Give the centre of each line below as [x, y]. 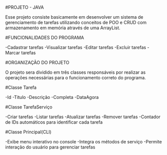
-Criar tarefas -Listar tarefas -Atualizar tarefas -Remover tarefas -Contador [83, 117]
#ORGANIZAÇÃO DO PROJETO [37, 62]
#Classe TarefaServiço [29, 107]
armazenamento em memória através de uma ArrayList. [63, 28]
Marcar [13, 53]
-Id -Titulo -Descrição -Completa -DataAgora [52, 97]
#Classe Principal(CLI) [28, 132]
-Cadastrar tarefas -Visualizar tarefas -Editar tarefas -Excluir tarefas [76, 47]
